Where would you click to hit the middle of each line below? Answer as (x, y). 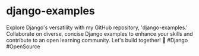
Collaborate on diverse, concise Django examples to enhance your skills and (99, 33)
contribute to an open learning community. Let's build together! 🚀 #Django (97, 40)
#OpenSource (23, 46)
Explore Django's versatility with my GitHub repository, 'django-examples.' (97, 27)
